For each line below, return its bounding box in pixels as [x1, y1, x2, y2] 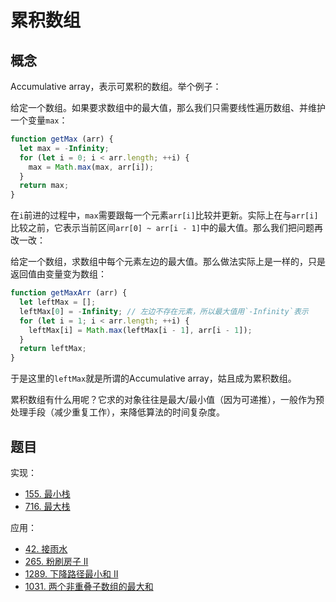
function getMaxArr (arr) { [10, 288, 128, 298]
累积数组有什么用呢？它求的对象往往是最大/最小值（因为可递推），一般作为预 [10, 394, 325, 406]
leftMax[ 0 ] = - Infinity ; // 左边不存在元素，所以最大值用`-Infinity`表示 [19, 306, 309, 316]
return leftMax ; [19, 344, 87, 354]
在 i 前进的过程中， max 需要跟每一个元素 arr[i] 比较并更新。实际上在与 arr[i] [10, 209, 319, 221]
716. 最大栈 [24, 500, 71, 512]
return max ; [19, 181, 70, 191]
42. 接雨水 [24, 542, 68, 555]
